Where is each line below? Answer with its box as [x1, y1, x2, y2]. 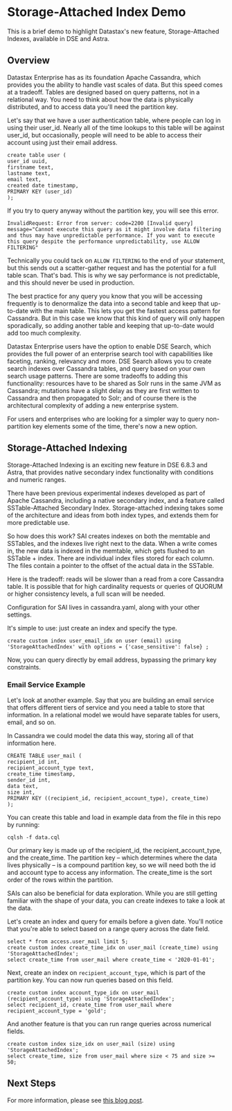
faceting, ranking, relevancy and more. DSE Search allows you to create [7, 357, 212, 365]
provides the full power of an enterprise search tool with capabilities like [7, 349, 213, 358]
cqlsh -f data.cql [7, 834, 60, 841]
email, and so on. [7, 718, 57, 726]
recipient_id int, [7, 758, 60, 765]
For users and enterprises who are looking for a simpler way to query [7, 415, 204, 423]
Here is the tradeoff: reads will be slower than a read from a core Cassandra [7, 574, 224, 583]
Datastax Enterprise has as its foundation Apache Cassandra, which [7, 73, 201, 81]
